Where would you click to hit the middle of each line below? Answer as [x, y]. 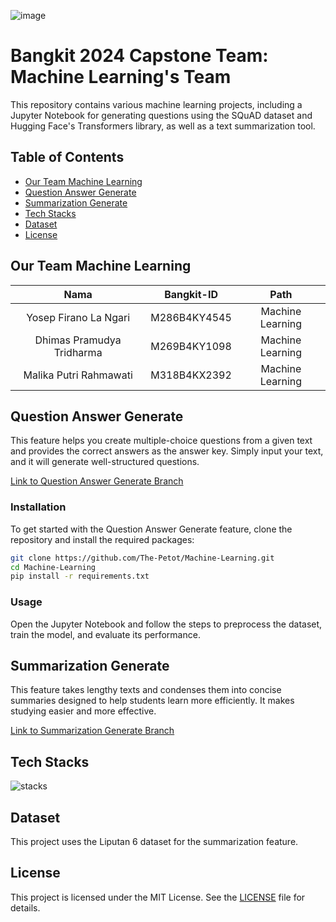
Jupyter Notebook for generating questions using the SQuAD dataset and [161, 115]
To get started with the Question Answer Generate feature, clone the [151, 529]
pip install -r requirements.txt [80, 576]
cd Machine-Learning [53, 567]
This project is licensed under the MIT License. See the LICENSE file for [158, 897]
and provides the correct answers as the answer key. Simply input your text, [167, 451]
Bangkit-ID [191, 294]
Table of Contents [67, 157]
